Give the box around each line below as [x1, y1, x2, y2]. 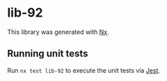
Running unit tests [7, 48, 88, 60]
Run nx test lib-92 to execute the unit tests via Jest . [7, 66, 161, 74]
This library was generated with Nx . [7, 28, 109, 36]
